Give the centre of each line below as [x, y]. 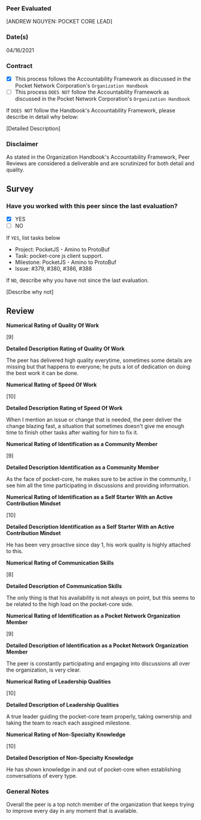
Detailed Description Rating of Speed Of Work [64, 408]
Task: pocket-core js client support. [59, 256]
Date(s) [17, 37]
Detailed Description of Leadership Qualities [63, 705]
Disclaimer [22, 144]
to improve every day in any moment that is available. [72, 811]
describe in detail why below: [43, 117]
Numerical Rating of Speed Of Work [52, 384]
